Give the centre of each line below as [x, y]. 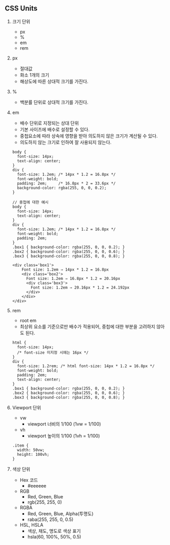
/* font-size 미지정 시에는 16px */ [53, 352]
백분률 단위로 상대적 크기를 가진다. [54, 102]
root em [28, 320]
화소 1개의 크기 [35, 75]
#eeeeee [37, 486]
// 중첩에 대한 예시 [30, 202]
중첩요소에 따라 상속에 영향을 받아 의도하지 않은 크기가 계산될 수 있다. [89, 136]
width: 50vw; [31, 450]
